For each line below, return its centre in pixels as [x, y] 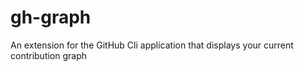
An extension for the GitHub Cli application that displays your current [152, 45]
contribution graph [49, 55]
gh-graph [51, 17]
